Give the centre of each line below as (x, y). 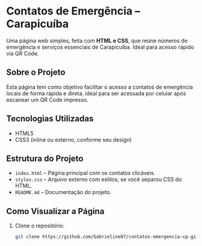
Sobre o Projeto (36, 73)
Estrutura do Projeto (45, 158)
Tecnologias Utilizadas (50, 119)
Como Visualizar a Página (55, 211)
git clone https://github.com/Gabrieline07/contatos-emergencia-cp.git (107, 237)
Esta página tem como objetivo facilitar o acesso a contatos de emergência (99, 87)
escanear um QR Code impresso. (47, 99)
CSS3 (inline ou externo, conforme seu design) (73, 139)
